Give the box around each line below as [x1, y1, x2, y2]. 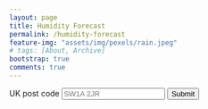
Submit [171, 88, 196, 98]
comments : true [9, 63, 66, 72]
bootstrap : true [9, 54, 70, 63]
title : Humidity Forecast [9, 21, 105, 30]
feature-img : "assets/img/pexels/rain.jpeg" [9, 38, 178, 47]
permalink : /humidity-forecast [9, 29, 126, 38]
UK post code [9, 88, 60, 98]
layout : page [9, 13, 58, 22]
